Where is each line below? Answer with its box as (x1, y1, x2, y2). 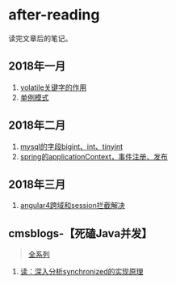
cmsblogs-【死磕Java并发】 (8, 227, 153, 240)
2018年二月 (8, 119, 66, 133)
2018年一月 (8, 59, 66, 74)
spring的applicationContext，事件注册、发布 (19, 151, 168, 161)
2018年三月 (8, 177, 66, 191)
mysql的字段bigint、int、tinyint (19, 142, 124, 151)
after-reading (8, 6, 100, 24)
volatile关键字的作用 (19, 83, 87, 92)
